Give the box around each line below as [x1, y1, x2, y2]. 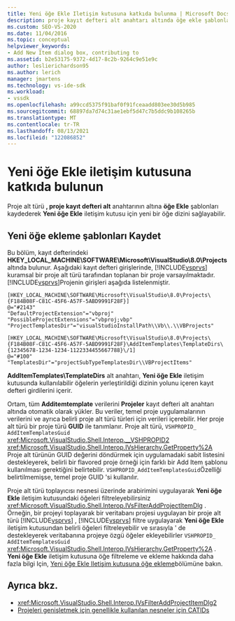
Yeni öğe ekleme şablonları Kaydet [7, 230, 162, 242]
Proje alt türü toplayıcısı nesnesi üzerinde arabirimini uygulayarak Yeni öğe [7, 487, 222, 494]
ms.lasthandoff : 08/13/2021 [7, 127, 90, 134]
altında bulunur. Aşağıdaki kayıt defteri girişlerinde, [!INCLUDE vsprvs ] [7, 263, 208, 272]
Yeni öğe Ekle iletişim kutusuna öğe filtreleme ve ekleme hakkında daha [7, 552, 214, 560]
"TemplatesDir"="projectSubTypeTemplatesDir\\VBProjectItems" [7, 359, 192, 366]
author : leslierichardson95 [7, 62, 90, 69]
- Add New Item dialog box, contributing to [7, 50, 139, 57]
